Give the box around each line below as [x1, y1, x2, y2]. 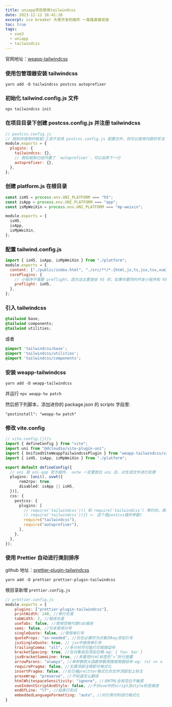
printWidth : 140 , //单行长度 [14, 611, 74, 617]
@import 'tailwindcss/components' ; [5, 356, 81, 361]
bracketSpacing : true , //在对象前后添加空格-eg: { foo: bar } [14, 649, 143, 655]
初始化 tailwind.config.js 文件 [5, 95, 79, 102]
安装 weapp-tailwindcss [5, 368, 67, 376]
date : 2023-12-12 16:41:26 [5, 12, 63, 17]
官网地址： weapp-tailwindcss [5, 55, 68, 62]
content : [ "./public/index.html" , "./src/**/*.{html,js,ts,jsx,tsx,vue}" [10, 267, 170, 272]
